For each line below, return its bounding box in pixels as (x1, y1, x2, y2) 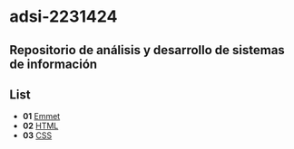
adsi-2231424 (9, 6, 118, 27)
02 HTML (22, 120, 59, 132)
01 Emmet (22, 111, 61, 122)
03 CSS (22, 130, 53, 141)
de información (9, 56, 98, 71)
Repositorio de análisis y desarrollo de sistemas (9, 42, 286, 58)
